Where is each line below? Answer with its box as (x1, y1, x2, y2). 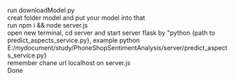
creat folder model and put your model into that (7, 13, 145, 22)
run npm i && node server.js (7, 21, 88, 29)
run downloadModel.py (7, 6, 75, 14)
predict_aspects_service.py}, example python (7, 36, 140, 45)
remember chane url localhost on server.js (7, 59, 131, 67)
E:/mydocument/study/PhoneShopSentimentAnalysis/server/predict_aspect (7, 44, 228, 52)
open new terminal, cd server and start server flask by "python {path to (7, 28, 216, 37)
